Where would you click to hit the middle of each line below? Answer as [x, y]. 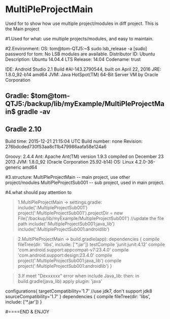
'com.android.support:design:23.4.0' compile [65, 256]
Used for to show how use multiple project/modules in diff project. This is [82, 23]
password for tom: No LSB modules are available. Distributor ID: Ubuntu [80, 54]
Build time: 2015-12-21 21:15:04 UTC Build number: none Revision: [74, 141]
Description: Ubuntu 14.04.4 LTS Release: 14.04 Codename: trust [73, 59]
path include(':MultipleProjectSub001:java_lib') [66, 224]
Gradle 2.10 [24, 129]
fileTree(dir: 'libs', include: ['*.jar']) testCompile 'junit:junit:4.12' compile [91, 244]
